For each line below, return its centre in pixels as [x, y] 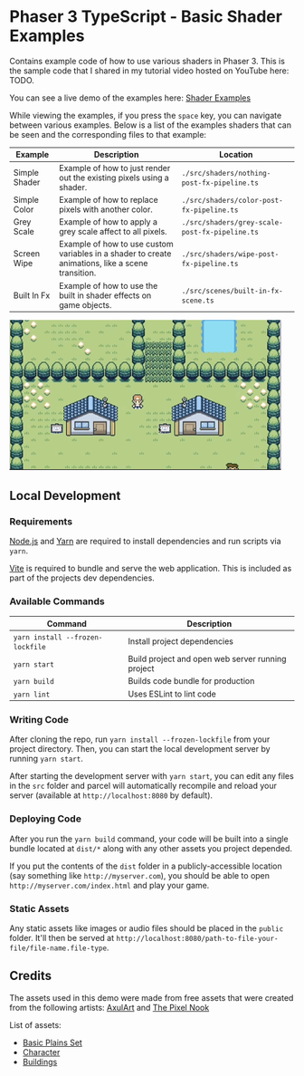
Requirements [41, 521]
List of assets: [35, 1024]
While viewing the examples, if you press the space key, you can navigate [146, 115]
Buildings [40, 1062]
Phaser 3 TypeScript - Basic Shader [146, 17]
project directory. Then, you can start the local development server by [140, 749]
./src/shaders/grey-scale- [232, 223]
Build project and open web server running [207, 659]
